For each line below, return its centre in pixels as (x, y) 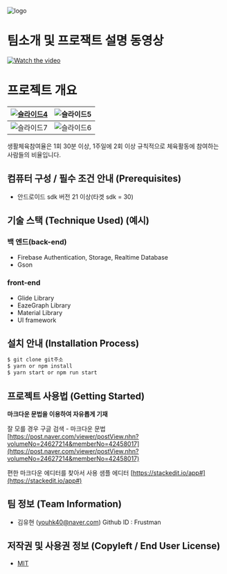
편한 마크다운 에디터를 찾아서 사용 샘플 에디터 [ (70, 473)
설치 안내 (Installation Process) (73, 344)
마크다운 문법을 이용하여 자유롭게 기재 (58, 414)
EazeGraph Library (44, 305)
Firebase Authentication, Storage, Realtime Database (92, 258)
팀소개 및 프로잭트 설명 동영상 (85, 41)
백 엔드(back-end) (37, 242)
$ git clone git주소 (35, 360)
